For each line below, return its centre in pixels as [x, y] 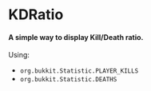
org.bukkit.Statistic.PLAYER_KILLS [79, 71]
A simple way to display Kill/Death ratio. [76, 37]
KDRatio [36, 15]
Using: [19, 55]
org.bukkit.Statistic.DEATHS [68, 80]
